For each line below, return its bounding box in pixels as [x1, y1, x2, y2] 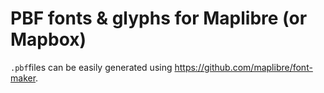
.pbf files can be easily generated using [10, 61, 173, 73]
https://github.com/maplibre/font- [174, 61, 313, 73]
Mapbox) [10, 28, 87, 51]
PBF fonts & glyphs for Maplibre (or [10, 7, 308, 30]
